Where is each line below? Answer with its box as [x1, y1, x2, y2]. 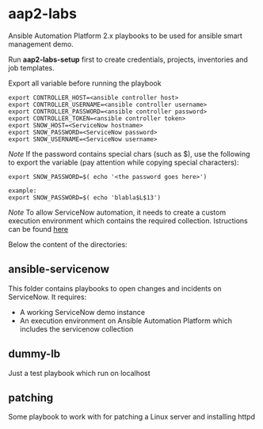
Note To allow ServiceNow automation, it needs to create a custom [8, 207, 227, 217]
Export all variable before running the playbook [8, 78, 162, 88]
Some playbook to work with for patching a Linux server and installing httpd [8, 412, 256, 422]
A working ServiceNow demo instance [19, 307, 145, 317]
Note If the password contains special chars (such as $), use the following [8, 149, 251, 158]
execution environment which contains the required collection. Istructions [8, 215, 248, 226]
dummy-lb [8, 347, 61, 361]
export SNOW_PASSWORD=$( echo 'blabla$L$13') [8, 193, 161, 202]
